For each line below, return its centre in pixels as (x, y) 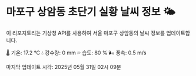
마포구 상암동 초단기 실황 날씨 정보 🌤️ (91, 12)
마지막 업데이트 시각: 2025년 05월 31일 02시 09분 (64, 67)
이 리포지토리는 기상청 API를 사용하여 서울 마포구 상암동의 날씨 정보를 (86, 33)
